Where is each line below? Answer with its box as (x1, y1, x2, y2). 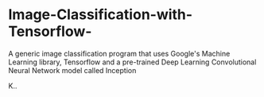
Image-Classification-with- (8, 6, 193, 24)
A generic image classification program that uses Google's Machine (8, 48, 231, 58)
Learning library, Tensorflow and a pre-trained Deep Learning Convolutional (8, 57, 257, 67)
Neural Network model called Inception (8, 65, 137, 75)
